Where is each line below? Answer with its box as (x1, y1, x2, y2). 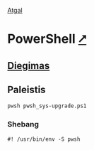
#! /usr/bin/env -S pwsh (7, 135, 81, 143)
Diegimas (7, 60, 50, 72)
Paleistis (7, 83, 46, 95)
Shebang (7, 119, 40, 129)
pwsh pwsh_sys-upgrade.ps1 (7, 102, 87, 109)
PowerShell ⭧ (7, 31, 87, 47)
